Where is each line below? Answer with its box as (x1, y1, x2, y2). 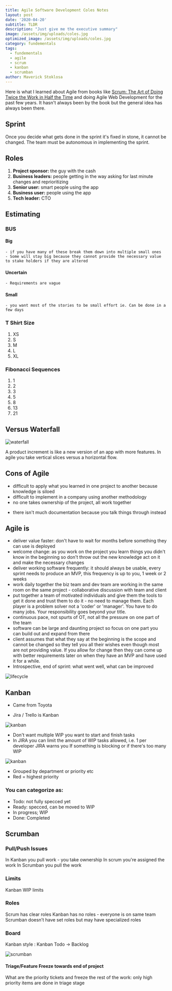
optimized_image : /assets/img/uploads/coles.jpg (5, 37, 111, 42)
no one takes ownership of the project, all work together (12, 499, 132, 505)
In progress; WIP (12, 809, 48, 816)
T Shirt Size (5, 320, 35, 327)
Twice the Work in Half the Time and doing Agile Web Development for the (5, 94, 163, 100)
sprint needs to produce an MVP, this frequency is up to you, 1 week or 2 (12, 571, 166, 577)
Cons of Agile (5, 469, 50, 478)
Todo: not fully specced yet (12, 798, 71, 804)
